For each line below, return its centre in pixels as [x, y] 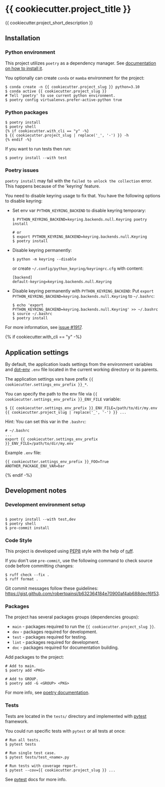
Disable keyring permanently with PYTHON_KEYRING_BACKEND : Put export [83, 291]
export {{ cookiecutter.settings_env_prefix [51, 439]
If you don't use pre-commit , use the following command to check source [79, 561]
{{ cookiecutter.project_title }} [68, 9]
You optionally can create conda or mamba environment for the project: [75, 78]
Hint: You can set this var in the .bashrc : [46, 422]
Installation [23, 38]
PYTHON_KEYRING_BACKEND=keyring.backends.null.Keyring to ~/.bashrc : [83, 296]
